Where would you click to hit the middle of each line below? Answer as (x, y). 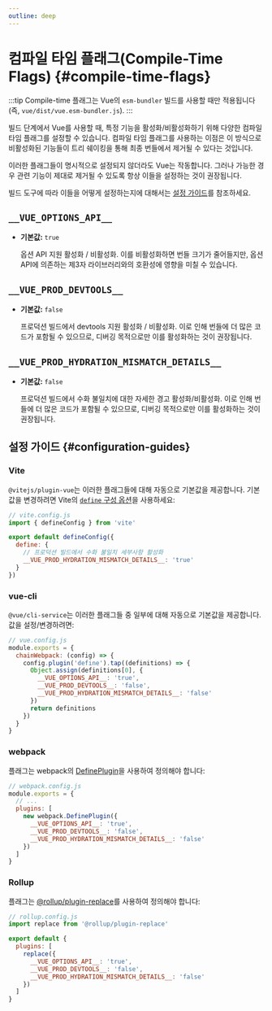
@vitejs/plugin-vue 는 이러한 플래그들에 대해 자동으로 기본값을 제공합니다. (127, 490)
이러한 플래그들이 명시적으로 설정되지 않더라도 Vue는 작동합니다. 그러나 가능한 (132, 165)
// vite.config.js (39, 515)
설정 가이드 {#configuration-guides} (99, 447)
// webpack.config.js (45, 786)
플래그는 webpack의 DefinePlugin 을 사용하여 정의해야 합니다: (107, 770)
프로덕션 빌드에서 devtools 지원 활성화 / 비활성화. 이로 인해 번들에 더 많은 (136, 327)
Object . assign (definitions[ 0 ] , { (86, 671)
